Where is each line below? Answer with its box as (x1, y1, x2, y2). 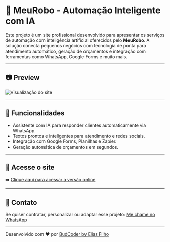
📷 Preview (5, 73, 40, 82)
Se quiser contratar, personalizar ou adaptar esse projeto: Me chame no (5, 212, 155, 218)
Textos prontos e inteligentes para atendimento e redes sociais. (12, 133, 145, 139)
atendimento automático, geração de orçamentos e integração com (5, 48, 146, 54)
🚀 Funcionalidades (5, 109, 65, 118)
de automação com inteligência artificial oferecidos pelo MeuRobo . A (5, 37, 150, 43)
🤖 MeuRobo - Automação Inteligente (5, 5, 161, 16)
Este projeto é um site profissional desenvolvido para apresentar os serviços (5, 32, 165, 38)
